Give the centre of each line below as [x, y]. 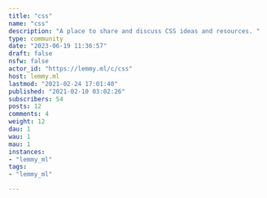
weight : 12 [27, 122]
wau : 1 [20, 136]
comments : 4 [28, 114]
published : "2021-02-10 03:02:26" [67, 91]
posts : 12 [25, 106]
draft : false [31, 54]
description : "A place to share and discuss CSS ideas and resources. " [134, 31]
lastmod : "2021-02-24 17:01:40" [63, 84]
